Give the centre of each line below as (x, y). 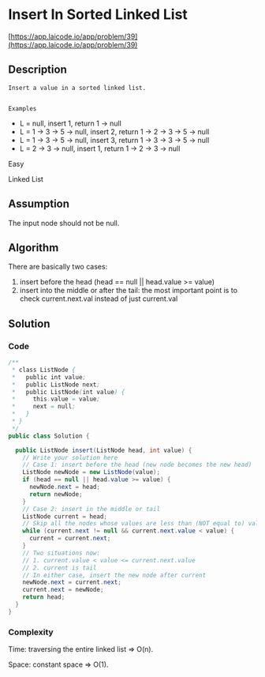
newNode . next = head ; (65, 487)
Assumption (39, 204)
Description (37, 70)
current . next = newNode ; (63, 590)
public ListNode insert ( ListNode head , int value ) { (104, 450)
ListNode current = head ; (65, 516)
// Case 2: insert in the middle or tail (91, 509)
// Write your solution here (70, 457)
